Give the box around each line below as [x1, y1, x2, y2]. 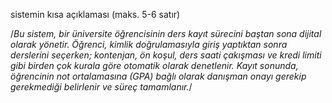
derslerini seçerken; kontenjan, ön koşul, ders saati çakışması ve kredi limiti [10, 49, 322, 61]
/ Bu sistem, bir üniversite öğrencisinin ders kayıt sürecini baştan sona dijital [10, 28, 322, 39]
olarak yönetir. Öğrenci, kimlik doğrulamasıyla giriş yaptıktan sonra [10, 39, 288, 50]
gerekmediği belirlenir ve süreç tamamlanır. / [10, 81, 193, 93]
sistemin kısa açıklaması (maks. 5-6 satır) [10, 9, 181, 20]
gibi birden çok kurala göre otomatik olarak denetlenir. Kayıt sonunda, [10, 60, 299, 71]
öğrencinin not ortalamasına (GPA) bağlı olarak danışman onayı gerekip [10, 70, 307, 82]
